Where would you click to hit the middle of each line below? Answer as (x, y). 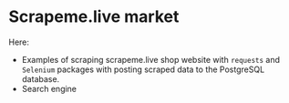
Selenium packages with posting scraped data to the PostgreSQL (143, 69)
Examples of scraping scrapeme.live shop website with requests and (150, 59)
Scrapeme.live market (94, 17)
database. (41, 78)
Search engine (49, 88)
